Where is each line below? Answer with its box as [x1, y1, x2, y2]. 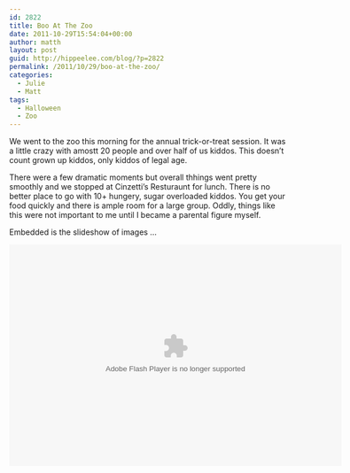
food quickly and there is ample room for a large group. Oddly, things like [9, 200, 276, 211]
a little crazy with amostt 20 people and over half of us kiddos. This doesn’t [9, 145, 284, 156]
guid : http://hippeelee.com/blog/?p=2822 [9, 54, 165, 63]
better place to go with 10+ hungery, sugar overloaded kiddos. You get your [9, 191, 285, 202]
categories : [9, 71, 53, 80]
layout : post [9, 46, 58, 55]
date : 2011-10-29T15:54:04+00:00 [9, 29, 133, 38]
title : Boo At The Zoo [9, 21, 93, 30]
